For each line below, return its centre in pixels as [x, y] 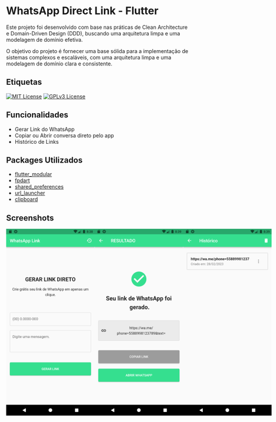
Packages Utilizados [45, 160]
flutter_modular [33, 174]
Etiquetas [24, 82]
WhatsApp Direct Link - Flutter [82, 11]
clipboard [26, 199]
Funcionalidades [37, 115]
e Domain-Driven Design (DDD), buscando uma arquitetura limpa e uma [93, 33]
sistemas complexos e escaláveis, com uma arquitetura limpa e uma [89, 57]
